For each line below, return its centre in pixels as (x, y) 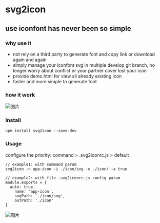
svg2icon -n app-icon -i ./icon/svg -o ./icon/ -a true (66, 169)
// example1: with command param (41, 164)
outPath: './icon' (34, 200)
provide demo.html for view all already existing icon (67, 76)
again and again (30, 60)
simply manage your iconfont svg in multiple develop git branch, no (84, 65)
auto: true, (23, 187)
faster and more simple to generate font (55, 81)
